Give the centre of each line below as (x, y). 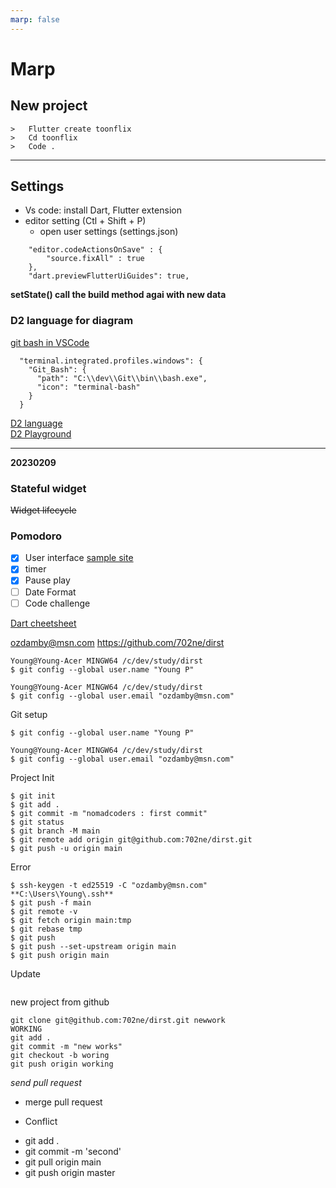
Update (26, 973)
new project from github (60, 1002)
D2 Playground (41, 433)
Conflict (41, 1121)
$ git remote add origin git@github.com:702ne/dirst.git (131, 839)
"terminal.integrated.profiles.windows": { (111, 361)
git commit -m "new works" (66, 1046)
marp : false (35, 19)
